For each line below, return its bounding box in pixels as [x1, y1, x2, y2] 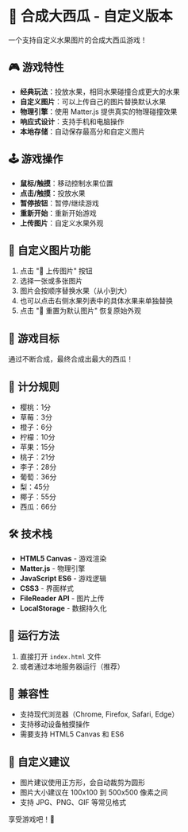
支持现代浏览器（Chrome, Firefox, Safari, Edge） [19, 709, 179, 719]
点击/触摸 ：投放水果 [19, 188, 86, 197]
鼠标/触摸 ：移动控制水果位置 [19, 178, 113, 188]
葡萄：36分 [19, 472, 57, 482]
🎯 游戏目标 [8, 331, 59, 345]
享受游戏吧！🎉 [8, 814, 56, 824]
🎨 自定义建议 [8, 755, 70, 768]
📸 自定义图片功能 [8, 244, 91, 257]
